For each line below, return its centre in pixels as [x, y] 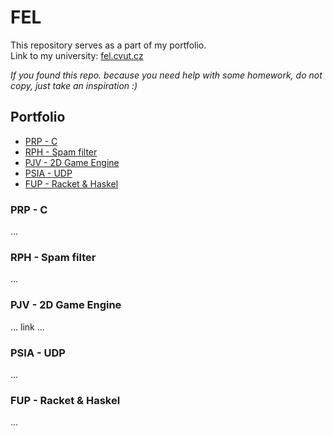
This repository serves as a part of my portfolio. [108, 45]
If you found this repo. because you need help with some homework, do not [166, 75]
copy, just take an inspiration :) [74, 85]
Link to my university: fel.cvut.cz [77, 55]
